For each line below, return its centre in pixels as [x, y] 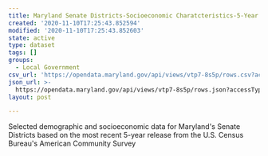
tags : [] [23, 53]
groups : [21, 60]
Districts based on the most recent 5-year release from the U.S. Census [126, 135]
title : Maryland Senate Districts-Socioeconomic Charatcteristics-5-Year [134, 16]
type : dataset [32, 45]
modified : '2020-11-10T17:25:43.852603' [77, 30]
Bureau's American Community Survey [72, 143]
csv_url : [23, 75]
